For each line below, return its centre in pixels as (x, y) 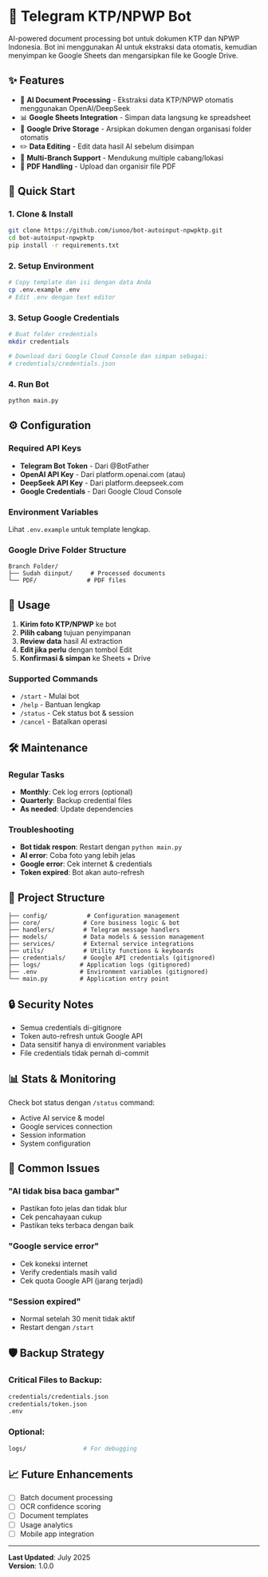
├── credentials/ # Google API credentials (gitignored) (112, 958)
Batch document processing (66, 1498)
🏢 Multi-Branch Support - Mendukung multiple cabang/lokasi (122, 157)
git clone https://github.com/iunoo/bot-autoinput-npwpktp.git (116, 231)
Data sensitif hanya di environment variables (93, 1044)
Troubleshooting (41, 829)
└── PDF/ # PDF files (67, 581)
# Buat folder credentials (53, 335)
